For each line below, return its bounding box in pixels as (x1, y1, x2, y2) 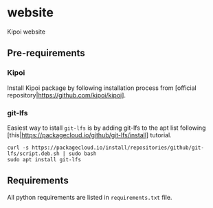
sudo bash (68, 150, 97, 157)
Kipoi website (7, 27, 46, 36)
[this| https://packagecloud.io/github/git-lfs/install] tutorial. (7, 130, 172, 139)
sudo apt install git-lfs (7, 156, 81, 163)
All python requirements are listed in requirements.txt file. (7, 193, 172, 201)
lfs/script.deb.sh (7, 150, 60, 157)
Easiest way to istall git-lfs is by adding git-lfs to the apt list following (7, 124, 206, 132)
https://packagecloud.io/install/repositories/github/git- (32, 144, 205, 151)
